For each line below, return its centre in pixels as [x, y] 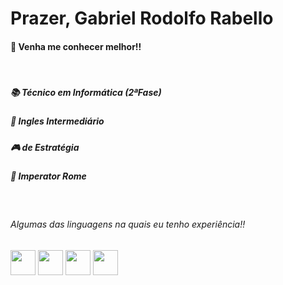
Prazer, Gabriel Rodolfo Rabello [142, 18]
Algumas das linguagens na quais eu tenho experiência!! [128, 224]
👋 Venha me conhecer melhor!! [76, 46]
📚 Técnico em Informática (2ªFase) [86, 92]
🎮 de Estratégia [45, 147]
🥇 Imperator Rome [48, 176]
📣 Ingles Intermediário [57, 121]
